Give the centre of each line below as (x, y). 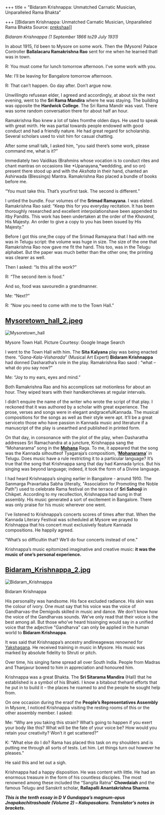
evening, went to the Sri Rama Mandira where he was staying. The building (82, 100)
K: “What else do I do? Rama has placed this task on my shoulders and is (79, 742)
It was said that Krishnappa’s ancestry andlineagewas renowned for (74, 642)
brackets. (15, 808)
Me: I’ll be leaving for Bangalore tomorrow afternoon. (59, 76)
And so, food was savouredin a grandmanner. (51, 286)
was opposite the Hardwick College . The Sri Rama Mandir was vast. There (81, 105)
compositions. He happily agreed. (40, 530)
